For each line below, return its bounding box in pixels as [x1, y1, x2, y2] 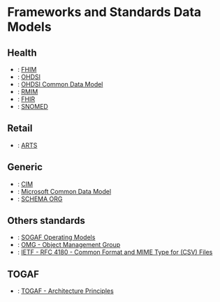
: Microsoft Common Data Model [17, 187, 112, 195]
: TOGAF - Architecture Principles [17, 287, 114, 295]
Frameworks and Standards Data [7, 4, 202, 20]
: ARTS [17, 141, 38, 149]
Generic [7, 161, 43, 173]
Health [7, 47, 37, 59]
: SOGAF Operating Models [17, 233, 96, 241]
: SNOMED [17, 103, 49, 110]
